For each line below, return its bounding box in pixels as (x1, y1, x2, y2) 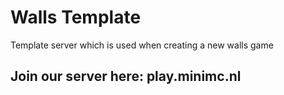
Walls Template (10, 6, 142, 29)
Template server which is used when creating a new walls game (10, 39, 274, 51)
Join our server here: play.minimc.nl (10, 68, 242, 85)
